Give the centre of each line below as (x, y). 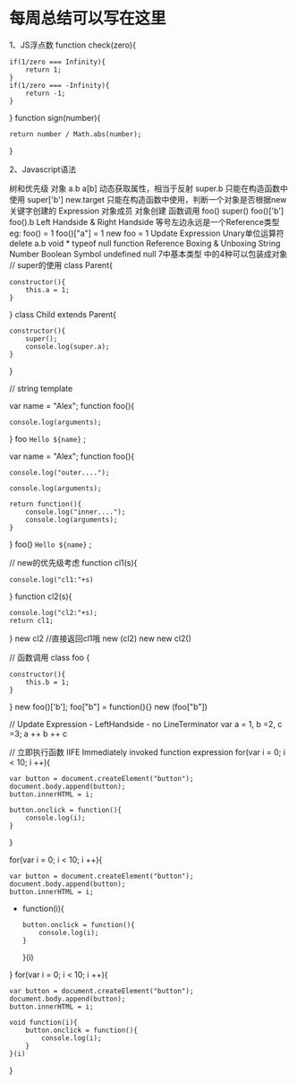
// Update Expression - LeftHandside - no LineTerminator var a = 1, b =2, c (146, 724)
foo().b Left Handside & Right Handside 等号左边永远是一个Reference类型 (144, 221)
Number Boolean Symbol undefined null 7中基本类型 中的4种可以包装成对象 (148, 254)
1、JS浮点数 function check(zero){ (73, 45)
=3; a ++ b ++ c (38, 733)
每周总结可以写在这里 (88, 18)
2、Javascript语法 (43, 169)
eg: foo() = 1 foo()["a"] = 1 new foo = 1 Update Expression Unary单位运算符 (147, 233)
